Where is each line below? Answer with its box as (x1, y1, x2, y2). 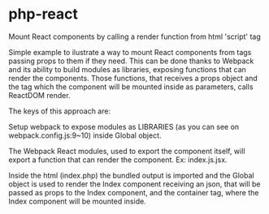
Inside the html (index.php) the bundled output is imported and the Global (8, 170, 254, 180)
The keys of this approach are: (8, 106, 111, 116)
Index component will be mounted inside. (8, 196, 146, 206)
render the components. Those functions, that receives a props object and (8, 73, 258, 83)
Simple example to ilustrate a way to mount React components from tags (8, 47, 252, 57)
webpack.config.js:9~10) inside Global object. (8, 131, 162, 140)
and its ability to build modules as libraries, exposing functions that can (8, 64, 246, 74)
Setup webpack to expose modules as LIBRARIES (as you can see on (8, 122, 240, 131)
